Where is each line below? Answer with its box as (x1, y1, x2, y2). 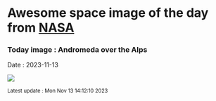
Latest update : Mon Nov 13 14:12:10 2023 (7, 88, 108, 95)
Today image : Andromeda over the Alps (7, 45, 148, 55)
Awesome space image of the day (7, 5, 209, 21)
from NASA (7, 20, 75, 36)
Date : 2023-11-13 (7, 61, 58, 69)
